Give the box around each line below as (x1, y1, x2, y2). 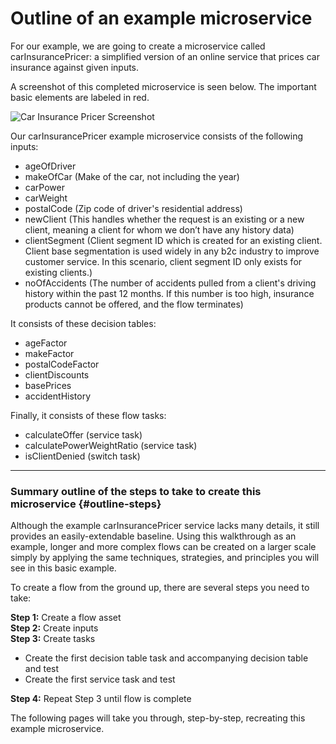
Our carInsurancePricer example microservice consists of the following (10, 130, 304, 142)
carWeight (24, 192, 68, 204)
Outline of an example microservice (10, 7, 313, 30)
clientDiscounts (24, 368, 90, 381)
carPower (24, 181, 65, 193)
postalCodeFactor (24, 358, 100, 370)
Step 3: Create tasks (10, 633, 96, 645)
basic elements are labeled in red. (10, 91, 150, 103)
